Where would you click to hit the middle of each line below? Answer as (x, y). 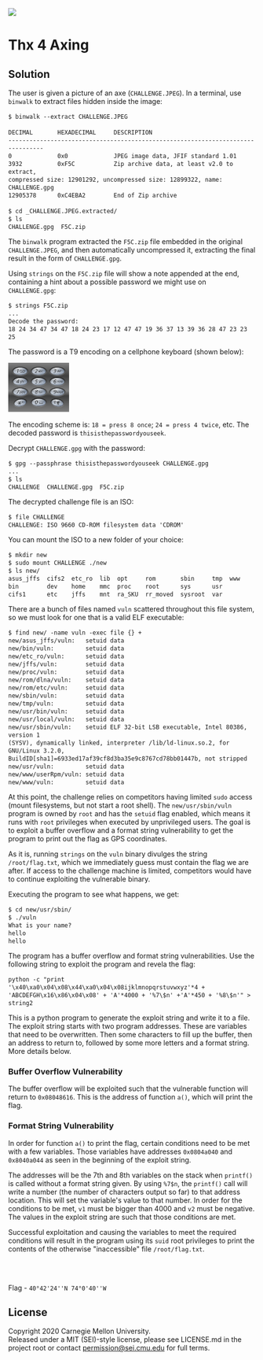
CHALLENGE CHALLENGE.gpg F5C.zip (66, 487)
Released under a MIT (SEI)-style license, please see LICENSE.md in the (125, 1340)
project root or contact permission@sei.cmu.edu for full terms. (109, 1348)
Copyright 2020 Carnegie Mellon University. (79, 1331)
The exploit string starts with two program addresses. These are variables (128, 1026)
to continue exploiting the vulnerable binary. (79, 879)
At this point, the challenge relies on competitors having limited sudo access (130, 797)
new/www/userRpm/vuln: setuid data (66, 774)
